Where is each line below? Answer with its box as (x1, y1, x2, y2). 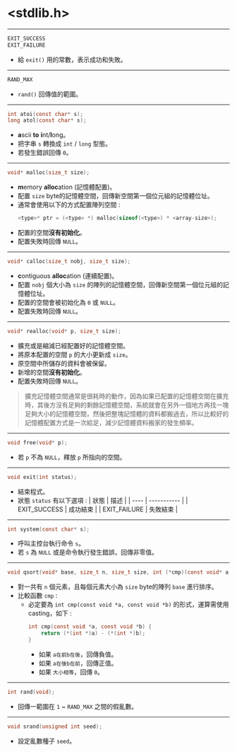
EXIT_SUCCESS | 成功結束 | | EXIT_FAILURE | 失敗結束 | (17, 504, 178, 514)
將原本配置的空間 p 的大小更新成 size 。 (17, 350, 132, 359)
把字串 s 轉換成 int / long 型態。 (17, 139, 111, 148)
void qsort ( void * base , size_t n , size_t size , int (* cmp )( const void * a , (7, 569, 232, 576)
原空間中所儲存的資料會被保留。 (17, 359, 111, 367)
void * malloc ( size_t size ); (7, 169, 90, 176)
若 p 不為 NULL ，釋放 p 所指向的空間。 (17, 453, 126, 461)
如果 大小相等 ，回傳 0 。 (38, 667, 104, 676)
